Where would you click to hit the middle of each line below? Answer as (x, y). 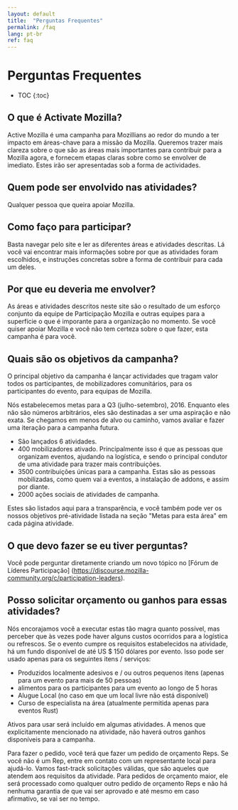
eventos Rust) (38, 710)
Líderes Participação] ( (41, 570)
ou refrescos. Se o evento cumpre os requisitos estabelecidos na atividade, (118, 643)
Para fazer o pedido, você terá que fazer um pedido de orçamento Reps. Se (118, 753)
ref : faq (20, 41)
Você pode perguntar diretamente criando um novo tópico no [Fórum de (113, 562)
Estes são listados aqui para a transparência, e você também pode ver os (115, 508)
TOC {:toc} (33, 95)
